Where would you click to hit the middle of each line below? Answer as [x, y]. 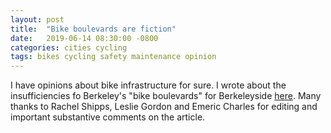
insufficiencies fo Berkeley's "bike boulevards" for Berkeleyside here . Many [166, 96]
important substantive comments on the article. [108, 117]
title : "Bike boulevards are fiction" [93, 29]
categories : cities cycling [69, 47]
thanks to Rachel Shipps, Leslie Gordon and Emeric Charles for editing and [164, 107]
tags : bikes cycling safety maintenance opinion [113, 57]
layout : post [37, 19]
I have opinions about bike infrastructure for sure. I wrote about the [148, 85]
